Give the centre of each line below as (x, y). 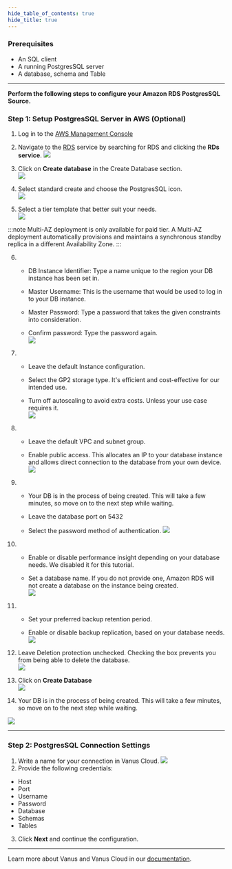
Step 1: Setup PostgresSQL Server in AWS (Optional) (97, 119)
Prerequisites (31, 44)
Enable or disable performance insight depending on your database (124, 558)
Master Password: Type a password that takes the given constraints (124, 312)
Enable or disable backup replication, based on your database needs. (126, 632)
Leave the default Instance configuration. (86, 367)
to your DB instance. (57, 299)
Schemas (31, 819)
